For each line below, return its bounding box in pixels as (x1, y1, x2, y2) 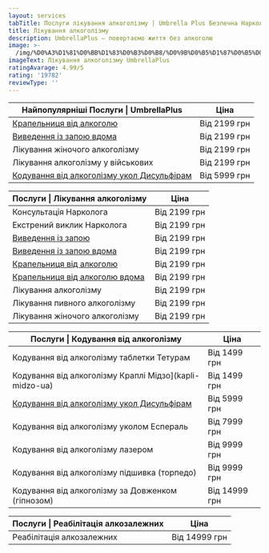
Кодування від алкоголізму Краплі (12, 370, 147, 381)
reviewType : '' (8, 78, 59, 86)
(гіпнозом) (12, 495, 54, 506)
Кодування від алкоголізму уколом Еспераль (12, 421, 188, 432)
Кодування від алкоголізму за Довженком (12, 485, 178, 496)
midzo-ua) (12, 379, 54, 391)
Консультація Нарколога (12, 206, 108, 217)
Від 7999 (207, 415, 243, 427)
